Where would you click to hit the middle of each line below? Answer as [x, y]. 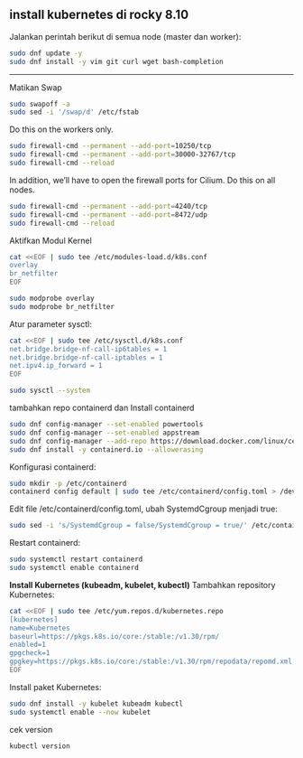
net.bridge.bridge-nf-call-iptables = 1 [87, 357]
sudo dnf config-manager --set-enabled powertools [106, 425]
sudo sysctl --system [50, 391]
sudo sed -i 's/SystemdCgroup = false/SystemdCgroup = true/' [129, 526]
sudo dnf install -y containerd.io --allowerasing [106, 449]
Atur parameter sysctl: [51, 323]
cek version [31, 729]
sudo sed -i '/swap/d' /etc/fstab [74, 112]
